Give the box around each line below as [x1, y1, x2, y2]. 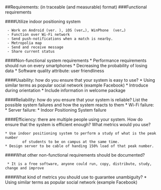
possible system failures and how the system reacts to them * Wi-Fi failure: [5, 102, 154, 108]
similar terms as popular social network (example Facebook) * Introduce [5, 82, 148, 88]
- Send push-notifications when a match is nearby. [7, 36, 113, 41]
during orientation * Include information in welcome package [5, 88, 126, 93]
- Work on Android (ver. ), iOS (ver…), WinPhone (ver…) [7, 28, 126, 33]
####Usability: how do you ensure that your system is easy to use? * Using [5, 77, 155, 83]
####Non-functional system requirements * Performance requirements [5, 58, 147, 63]
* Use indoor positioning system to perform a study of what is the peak [5, 131, 157, 136]
